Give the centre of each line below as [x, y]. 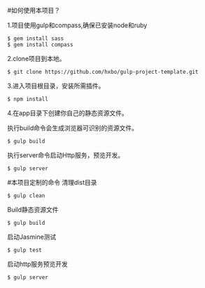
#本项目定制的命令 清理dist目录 [52, 182]
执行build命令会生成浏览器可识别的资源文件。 [73, 128]
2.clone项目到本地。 [36, 59]
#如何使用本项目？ [34, 10]
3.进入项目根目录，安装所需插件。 [56, 86]
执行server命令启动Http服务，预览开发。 [66, 155]
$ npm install [28, 99]
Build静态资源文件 [33, 210]
